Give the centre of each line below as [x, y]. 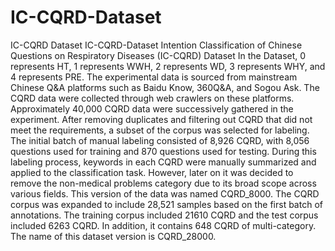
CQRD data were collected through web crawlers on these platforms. [152, 98]
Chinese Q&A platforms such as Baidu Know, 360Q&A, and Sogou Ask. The [165, 87]
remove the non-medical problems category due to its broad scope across [163, 183]
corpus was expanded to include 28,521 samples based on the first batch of [166, 204]
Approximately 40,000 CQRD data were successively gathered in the [152, 108]
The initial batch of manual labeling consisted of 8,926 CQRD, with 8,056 [160, 140]
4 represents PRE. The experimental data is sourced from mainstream [154, 77]
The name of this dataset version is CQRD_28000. [113, 236]
